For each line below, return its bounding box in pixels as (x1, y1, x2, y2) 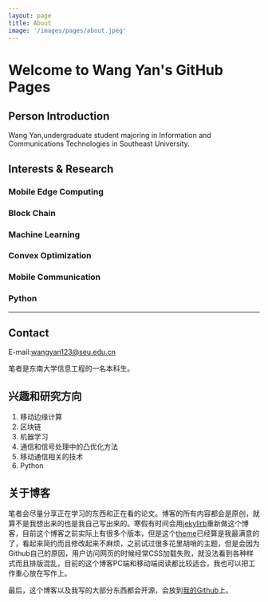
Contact (8, 326, 49, 340)
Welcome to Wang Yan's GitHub (8, 61, 223, 79)
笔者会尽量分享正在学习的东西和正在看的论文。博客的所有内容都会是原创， (8, 509, 253, 518)
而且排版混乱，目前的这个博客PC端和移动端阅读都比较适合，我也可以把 (14, 559, 249, 569)
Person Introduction (8, 109, 110, 123)
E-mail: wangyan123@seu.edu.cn (8, 348, 116, 357)
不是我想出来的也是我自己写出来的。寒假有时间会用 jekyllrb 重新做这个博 (14, 519, 250, 529)
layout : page (8, 11, 52, 20)
